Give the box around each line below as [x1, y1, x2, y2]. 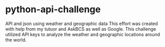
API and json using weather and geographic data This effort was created [5, 20, 158, 27]
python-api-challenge [5, 4, 101, 15]
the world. [5, 37, 27, 43]
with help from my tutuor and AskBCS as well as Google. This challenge [5, 26, 156, 32]
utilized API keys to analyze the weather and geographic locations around [5, 31, 160, 37]
